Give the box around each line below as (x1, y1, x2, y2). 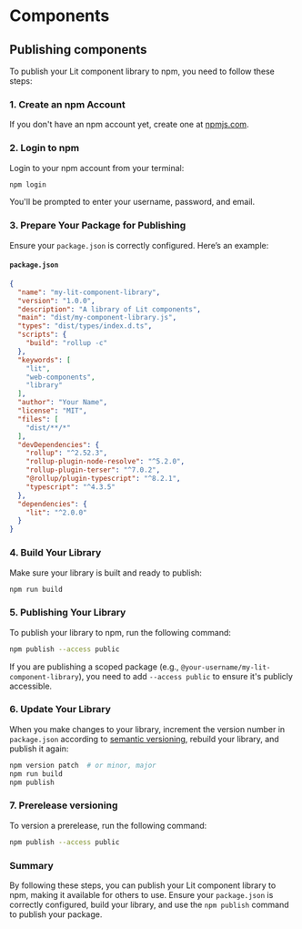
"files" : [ (17, 414, 59, 424)
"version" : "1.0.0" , (17, 296, 96, 305)
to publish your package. (9, 908, 103, 920)
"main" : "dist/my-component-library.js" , (17, 313, 177, 322)
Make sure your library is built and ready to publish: (9, 567, 203, 578)
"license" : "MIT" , (17, 406, 88, 415)
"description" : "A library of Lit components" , (17, 304, 202, 314)
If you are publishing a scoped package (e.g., (9, 661, 179, 672)
